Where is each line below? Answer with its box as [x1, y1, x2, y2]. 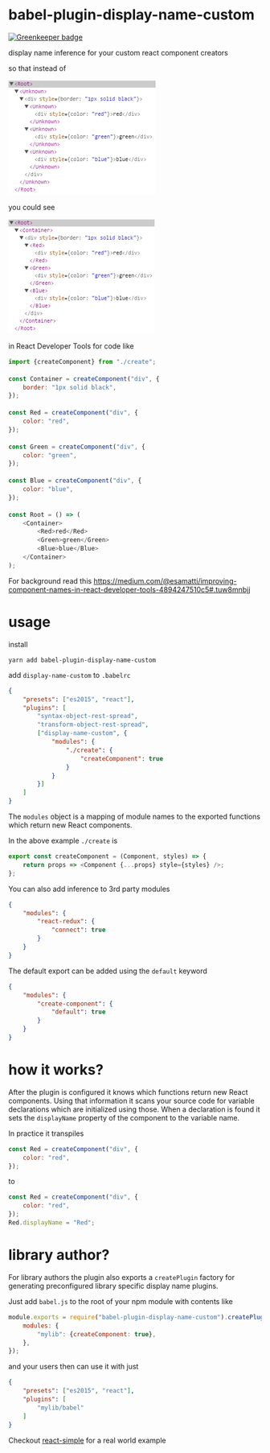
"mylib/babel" [37, 1403, 84, 1412]
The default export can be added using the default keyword [8, 966, 207, 976]
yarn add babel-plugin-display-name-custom [8, 656, 157, 664]
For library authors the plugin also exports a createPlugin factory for [8, 1272, 235, 1282]
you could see [8, 202, 55, 212]
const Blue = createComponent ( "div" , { [8, 477, 142, 485]
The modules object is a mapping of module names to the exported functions [8, 811, 261, 821]
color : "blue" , [22, 485, 74, 493]
